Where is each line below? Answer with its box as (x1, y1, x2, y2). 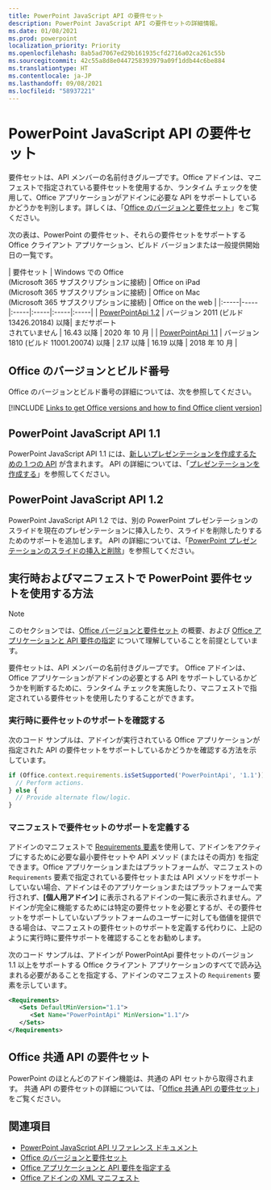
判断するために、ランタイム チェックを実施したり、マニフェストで (29, 683, 250, 693)
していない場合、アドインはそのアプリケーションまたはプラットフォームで (8, 882, 256, 892)
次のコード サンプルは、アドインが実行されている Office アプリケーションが (8, 735, 261, 744)
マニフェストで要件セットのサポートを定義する (8, 822, 190, 833)
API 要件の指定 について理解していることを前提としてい (66, 635, 252, 645)
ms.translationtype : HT (8, 65, 89, 73)
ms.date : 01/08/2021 (8, 27, 78, 35)
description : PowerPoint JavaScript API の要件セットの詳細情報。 (8, 19, 222, 27)
